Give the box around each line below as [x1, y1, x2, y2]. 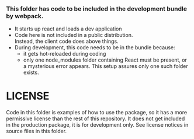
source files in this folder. [6, 128, 67, 135]
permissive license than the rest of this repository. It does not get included [6, 115, 185, 122]
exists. [23, 69, 39, 76]
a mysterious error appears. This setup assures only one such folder [23, 63, 188, 70]
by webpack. [6, 12, 44, 20]
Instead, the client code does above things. [14, 38, 119, 45]
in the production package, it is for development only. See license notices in [6, 121, 189, 128]
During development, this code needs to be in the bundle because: [14, 44, 175, 51]
